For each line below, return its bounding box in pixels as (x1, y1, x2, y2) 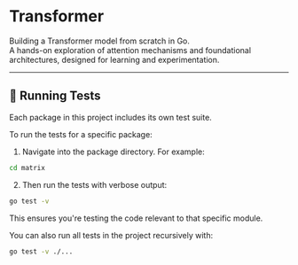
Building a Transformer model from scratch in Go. (9, 35, 191, 46)
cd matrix (9, 163, 46, 172)
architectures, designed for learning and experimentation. (9, 54, 220, 65)
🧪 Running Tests (9, 89, 101, 104)
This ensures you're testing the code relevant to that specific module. (9, 213, 263, 223)
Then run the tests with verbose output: (21, 179, 168, 190)
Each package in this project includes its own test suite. (9, 112, 213, 122)
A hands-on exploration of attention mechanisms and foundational (9, 44, 251, 55)
